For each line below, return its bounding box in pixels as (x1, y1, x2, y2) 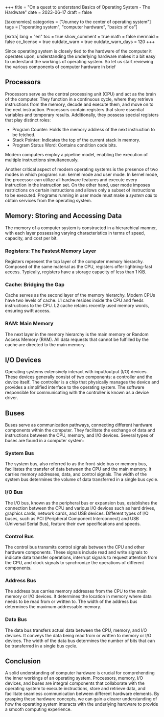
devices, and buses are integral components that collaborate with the (5, 680, 145, 686)
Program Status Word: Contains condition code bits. (12, 142, 117, 148)
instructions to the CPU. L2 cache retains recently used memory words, (5, 303, 149, 309)
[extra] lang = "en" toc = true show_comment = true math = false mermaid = (5, 34, 159, 39)
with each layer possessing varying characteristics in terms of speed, (5, 230, 145, 236)
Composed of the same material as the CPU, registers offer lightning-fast (5, 263, 153, 269)
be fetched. (12, 132, 36, 138)
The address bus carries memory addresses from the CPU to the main (5, 588, 147, 594)
